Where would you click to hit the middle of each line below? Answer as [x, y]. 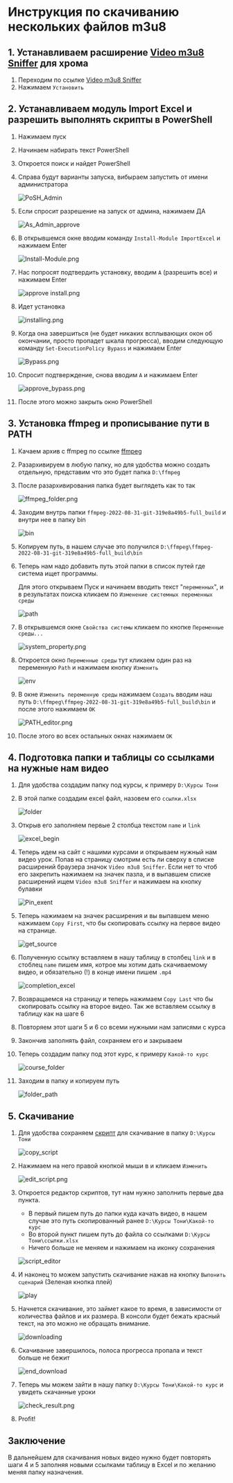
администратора [43, 184]
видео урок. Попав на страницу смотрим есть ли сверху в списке [116, 860]
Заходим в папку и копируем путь [69, 1081]
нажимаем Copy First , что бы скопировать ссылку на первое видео [119, 923]
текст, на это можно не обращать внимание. [84, 1324]
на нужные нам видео [59, 769]
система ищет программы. [58, 573]
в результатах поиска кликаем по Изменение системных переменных [115, 594]
